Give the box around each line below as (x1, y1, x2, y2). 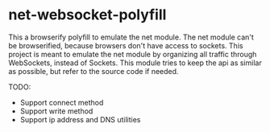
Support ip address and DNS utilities (19, 114, 141, 124)
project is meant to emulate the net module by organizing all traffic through (8, 49, 257, 59)
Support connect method (19, 97, 104, 107)
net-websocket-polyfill (8, 6, 167, 24)
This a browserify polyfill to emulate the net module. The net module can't (8, 32, 254, 42)
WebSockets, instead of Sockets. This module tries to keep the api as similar (8, 58, 262, 68)
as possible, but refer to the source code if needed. (8, 66, 179, 76)
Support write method (19, 106, 93, 116)
